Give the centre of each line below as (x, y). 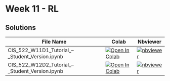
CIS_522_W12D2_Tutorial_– (41, 65)
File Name (54, 42)
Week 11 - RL (32, 9)
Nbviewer (150, 42)
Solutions (21, 28)
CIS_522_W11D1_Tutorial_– (41, 50)
